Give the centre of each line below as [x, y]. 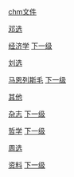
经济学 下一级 [30, 46]
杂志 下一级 [27, 114]
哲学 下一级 [27, 131]
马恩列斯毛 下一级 [37, 80]
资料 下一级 [27, 165]
